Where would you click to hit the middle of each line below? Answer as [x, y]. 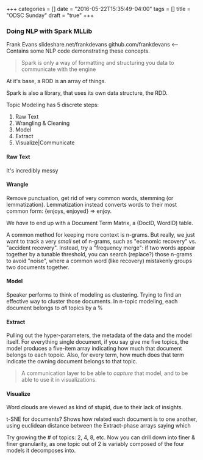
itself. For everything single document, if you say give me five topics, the [98, 342]
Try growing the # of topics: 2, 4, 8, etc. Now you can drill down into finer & [101, 437]
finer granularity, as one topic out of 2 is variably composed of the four [95, 444]
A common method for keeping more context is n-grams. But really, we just [101, 234]
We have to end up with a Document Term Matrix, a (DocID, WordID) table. [100, 223]
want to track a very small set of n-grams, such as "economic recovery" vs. [101, 241]
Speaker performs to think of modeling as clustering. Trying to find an [94, 295]
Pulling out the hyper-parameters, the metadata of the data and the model [99, 335]
